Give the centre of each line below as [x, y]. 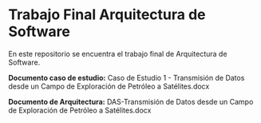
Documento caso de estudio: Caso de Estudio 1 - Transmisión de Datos [127, 77]
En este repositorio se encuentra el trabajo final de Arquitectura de [118, 54]
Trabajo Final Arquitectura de [107, 15]
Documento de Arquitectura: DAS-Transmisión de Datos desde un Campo [131, 101]
